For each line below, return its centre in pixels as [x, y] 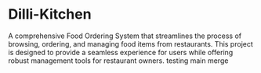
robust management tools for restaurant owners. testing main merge [118, 61]
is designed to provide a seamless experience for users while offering [121, 52]
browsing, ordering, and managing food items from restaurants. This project [130, 43]
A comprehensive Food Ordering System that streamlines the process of [125, 36]
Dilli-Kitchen [50, 14]
